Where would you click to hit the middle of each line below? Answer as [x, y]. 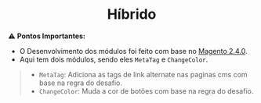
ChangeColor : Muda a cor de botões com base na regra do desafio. [146, 91]
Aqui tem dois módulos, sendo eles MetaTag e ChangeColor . [114, 59]
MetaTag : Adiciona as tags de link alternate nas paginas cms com [143, 74]
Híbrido [132, 14]
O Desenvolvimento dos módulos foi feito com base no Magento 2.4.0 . [133, 51]
